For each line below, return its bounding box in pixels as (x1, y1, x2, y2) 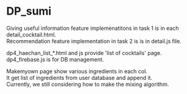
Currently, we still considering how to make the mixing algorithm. (6, 81, 169, 88)
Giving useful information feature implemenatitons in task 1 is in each (6, 24, 179, 32)
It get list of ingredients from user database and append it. (6, 74, 153, 81)
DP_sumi (6, 4, 52, 18)
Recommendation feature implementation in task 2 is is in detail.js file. (6, 37, 182, 45)
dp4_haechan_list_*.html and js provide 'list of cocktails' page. (6, 49, 163, 56)
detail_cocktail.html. (6, 31, 57, 38)
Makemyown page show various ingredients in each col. (6, 67, 147, 74)
